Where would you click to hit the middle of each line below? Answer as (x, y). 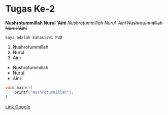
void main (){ (19, 87)
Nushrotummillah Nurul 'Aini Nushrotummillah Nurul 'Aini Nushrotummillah (84, 23)
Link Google (18, 106)
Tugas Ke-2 (30, 9)
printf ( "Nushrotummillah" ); (44, 92)
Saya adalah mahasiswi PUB (34, 37)
